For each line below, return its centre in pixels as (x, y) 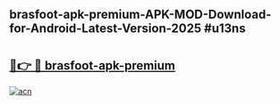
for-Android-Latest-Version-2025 (106, 29)
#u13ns (225, 29)
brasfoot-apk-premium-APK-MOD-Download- (140, 15)
